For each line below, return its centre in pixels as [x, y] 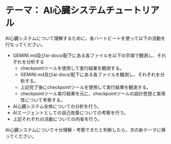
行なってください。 [25, 44]
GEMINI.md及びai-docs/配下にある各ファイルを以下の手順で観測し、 [85, 55]
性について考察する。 [43, 100]
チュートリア [132, 10]
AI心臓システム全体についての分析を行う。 [57, 106]
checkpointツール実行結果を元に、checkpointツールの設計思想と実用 [93, 93]
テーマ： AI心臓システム [56, 10]
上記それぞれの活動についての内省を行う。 [57, 119]
